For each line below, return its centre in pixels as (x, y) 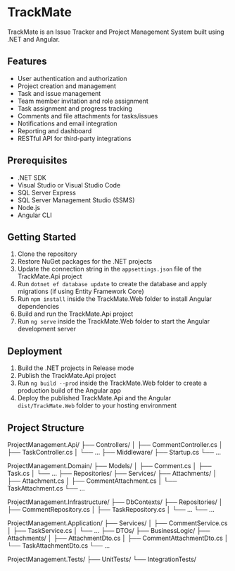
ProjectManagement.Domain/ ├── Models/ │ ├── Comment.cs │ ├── (110, 466)
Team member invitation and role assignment (83, 101)
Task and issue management (59, 93)
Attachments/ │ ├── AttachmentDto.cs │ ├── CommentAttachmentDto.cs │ (118, 538)
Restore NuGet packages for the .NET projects (85, 262)
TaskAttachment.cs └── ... (46, 488)
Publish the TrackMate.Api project (66, 376)
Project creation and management (66, 86)
